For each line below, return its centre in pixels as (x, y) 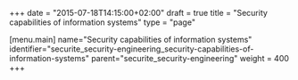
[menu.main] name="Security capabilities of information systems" (131, 40)
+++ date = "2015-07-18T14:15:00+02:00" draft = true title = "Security (138, 13)
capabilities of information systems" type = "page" (103, 22)
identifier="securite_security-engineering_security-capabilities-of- (132, 49)
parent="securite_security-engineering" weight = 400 (190, 58)
